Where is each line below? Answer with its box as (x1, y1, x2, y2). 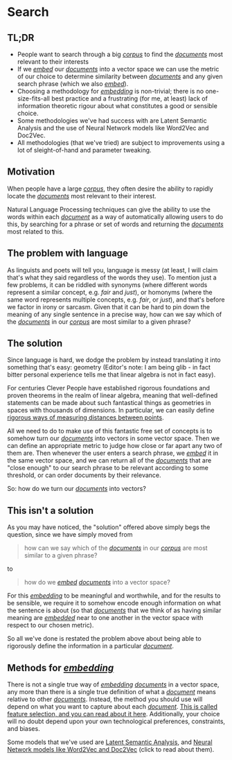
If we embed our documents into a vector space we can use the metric (17, 65, 220, 73)
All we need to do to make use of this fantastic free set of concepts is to (7, 427, 213, 435)
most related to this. (7, 227, 64, 236)
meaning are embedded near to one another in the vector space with (7, 614, 204, 622)
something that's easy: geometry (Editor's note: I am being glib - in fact (7, 363, 211, 372)
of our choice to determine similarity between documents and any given (17, 72, 223, 80)
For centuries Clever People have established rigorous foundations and (7, 384, 210, 392)
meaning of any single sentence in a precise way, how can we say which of (7, 310, 222, 318)
